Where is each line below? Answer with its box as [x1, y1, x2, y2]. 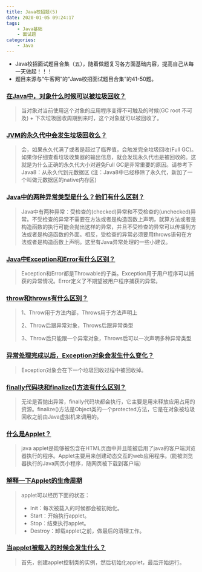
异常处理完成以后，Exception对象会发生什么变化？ [6, 351, 154, 360]
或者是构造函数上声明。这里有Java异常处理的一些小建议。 [26, 238, 171, 246]
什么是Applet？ [6, 429, 51, 438]
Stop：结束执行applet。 [30, 519, 90, 527]
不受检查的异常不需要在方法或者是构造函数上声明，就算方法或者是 [31, 215, 197, 223]
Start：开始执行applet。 [30, 512, 90, 519]
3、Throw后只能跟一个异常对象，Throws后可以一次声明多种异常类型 [21, 335, 192, 342]
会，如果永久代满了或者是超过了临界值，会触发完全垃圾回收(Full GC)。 [21, 146, 197, 153]
